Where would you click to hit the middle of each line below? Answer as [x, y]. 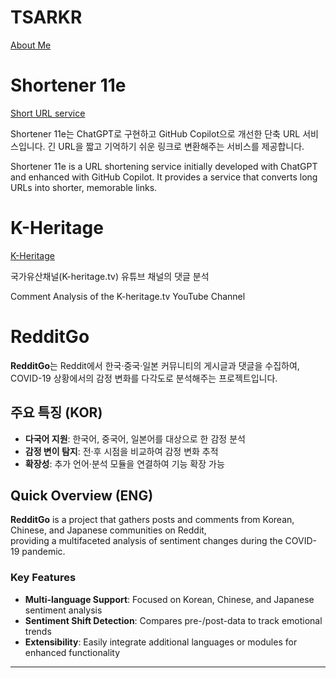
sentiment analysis [63, 610]
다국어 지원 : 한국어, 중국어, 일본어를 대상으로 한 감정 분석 [135, 438]
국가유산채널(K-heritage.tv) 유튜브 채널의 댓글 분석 [110, 276]
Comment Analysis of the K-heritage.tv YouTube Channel [128, 296]
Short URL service [48, 113]
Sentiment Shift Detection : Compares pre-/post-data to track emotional [173, 620]
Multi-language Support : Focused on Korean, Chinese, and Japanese [169, 599]
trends [38, 631]
